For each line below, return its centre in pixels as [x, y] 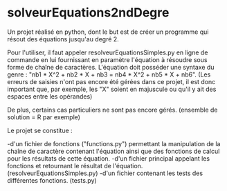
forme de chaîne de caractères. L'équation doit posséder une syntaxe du [111, 67]
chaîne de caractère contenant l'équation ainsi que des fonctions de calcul [113, 151]
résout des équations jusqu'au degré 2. [63, 39]
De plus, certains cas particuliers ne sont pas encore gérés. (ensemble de [112, 110]
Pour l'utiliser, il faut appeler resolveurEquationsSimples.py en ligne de [108, 52]
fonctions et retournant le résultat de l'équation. [75, 165]
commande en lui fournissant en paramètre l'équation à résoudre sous [107, 59]
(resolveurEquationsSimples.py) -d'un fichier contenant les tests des [105, 173]
